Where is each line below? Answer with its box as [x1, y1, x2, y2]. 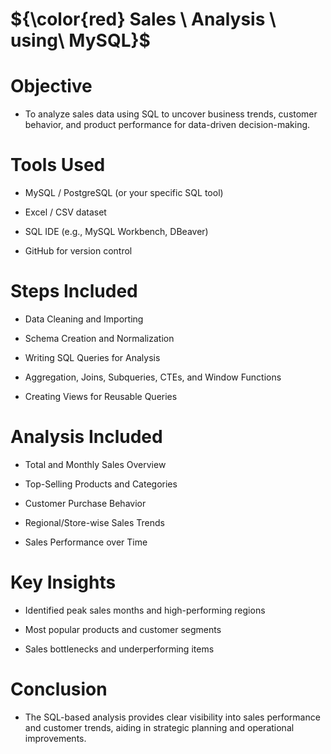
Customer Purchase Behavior [24, 497, 147, 509]
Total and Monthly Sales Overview [24, 458, 167, 470]
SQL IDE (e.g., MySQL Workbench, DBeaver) [24, 226, 209, 238]
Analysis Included [10, 426, 163, 448]
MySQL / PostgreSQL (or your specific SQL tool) [24, 187, 224, 199]
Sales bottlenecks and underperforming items [24, 643, 215, 655]
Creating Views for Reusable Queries [24, 391, 178, 402]
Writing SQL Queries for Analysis [24, 352, 161, 363]
